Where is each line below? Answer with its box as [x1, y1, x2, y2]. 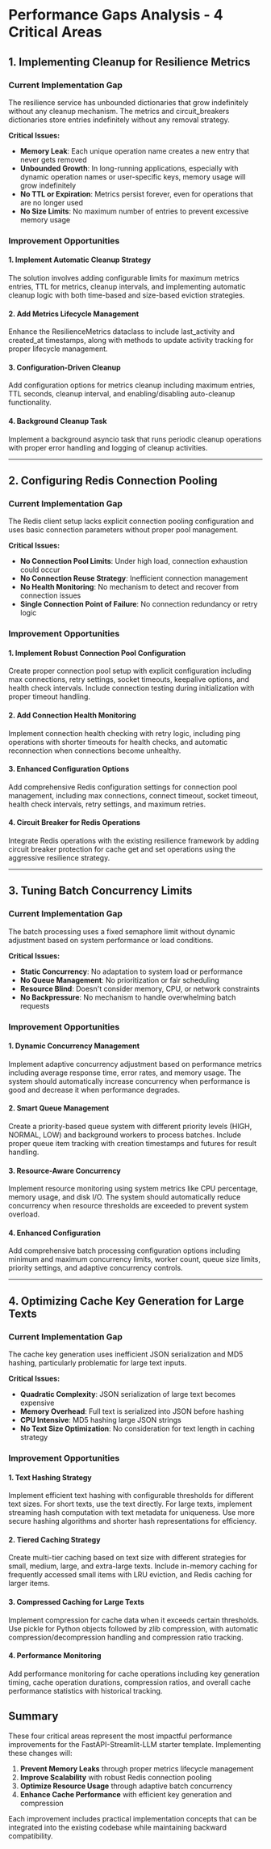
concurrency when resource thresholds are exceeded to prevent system [8, 1201, 248, 1211]
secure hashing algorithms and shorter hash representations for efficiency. [8, 1517, 257, 1526]
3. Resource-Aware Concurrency [8, 1166, 121, 1175]
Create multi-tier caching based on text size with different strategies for [8, 1553, 247, 1563]
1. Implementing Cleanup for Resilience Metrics [8, 55, 251, 69]
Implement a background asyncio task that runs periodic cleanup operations [8, 434, 262, 444]
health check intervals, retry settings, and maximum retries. [8, 799, 206, 809]
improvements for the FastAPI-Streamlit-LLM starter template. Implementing [8, 1739, 261, 1749]
